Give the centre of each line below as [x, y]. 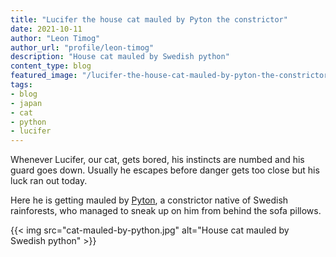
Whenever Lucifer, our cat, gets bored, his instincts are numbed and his [157, 160]
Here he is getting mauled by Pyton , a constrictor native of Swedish [149, 200]
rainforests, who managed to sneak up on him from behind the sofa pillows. [166, 211]
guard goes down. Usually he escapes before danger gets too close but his [165, 170]
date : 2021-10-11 [46, 29]
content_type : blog [51, 66]
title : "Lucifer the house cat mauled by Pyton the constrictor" [149, 19]
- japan [26, 103]
